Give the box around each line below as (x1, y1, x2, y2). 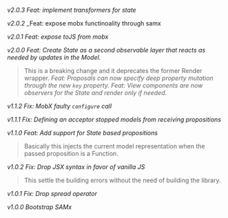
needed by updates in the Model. (7, 53, 101, 61)
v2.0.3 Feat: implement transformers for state (7, 6, 136, 14)
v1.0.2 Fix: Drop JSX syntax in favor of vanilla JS (7, 163, 145, 171)
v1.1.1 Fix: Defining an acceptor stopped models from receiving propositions (7, 115, 222, 123)
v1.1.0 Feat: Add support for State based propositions (7, 129, 158, 137)
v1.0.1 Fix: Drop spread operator (7, 190, 98, 197)
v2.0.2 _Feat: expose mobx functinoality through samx (7, 19, 162, 27)
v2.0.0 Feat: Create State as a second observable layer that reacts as (7, 46, 206, 54)
